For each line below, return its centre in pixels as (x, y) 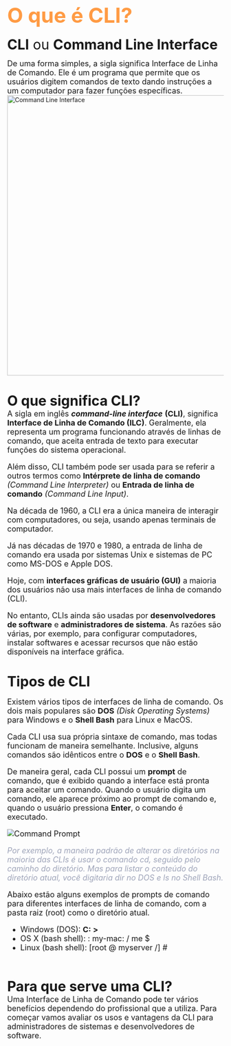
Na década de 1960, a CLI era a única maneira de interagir (113, 511)
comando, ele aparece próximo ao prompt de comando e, (112, 799)
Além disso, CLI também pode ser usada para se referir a (111, 467)
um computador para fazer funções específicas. (95, 90)
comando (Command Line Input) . (68, 494)
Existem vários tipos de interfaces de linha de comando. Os (115, 702)
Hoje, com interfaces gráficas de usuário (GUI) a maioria (112, 581)
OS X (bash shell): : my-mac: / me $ (85, 939)
